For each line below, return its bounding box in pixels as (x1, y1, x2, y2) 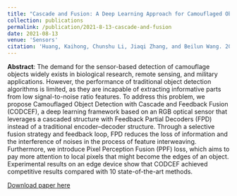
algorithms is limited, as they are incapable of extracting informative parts (7, 85, 221, 93)
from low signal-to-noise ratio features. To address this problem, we (7, 92, 206, 101)
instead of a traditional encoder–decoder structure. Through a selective (7, 123, 215, 130)
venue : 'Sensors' (7, 37, 59, 44)
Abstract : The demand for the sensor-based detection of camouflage (7, 63, 210, 71)
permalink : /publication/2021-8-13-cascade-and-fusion (7, 23, 172, 30)
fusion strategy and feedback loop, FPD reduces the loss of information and (7, 130, 228, 138)
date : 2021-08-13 (7, 30, 59, 37)
